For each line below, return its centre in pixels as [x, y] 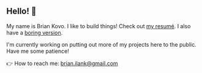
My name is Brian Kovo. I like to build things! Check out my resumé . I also [99, 26]
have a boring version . [35, 33]
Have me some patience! [38, 51]
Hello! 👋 [21, 11]
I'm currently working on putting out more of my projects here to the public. [102, 44]
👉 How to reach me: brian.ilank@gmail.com [62, 63]
